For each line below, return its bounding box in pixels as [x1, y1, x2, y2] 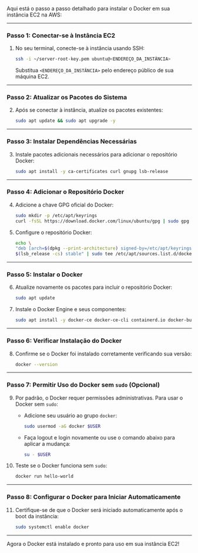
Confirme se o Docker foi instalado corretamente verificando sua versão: [15, 350, 192, 357]
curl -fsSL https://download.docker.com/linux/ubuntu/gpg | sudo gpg [15, 218, 190, 224]
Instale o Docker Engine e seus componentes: [15, 306, 127, 313]
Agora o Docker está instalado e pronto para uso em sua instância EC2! [6, 540, 180, 547]
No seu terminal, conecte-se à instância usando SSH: [15, 45, 145, 52]
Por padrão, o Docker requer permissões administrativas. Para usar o [15, 394, 183, 401]
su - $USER [24, 451, 51, 458]
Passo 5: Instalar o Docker [6, 271, 83, 279]
